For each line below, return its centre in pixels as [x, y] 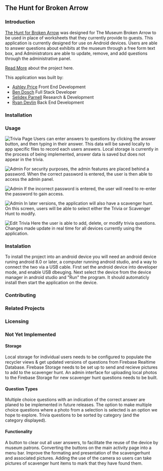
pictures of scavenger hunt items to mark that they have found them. [74, 463]
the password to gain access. [35, 194]
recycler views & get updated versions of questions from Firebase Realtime [80, 362]
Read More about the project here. [39, 68]
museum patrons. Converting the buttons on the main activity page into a [78, 448]
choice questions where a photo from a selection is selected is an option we [81, 410]
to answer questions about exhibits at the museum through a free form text [80, 48]
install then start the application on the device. [52, 283]
